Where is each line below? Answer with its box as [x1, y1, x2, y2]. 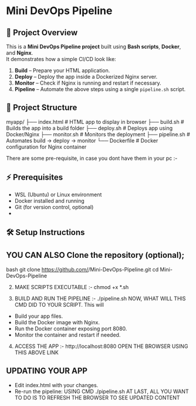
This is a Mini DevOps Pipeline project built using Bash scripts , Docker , [6, 43, 181, 50]
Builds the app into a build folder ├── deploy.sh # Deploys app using [6, 125, 173, 132]
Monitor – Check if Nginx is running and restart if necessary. [14, 79, 161, 86]
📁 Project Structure [6, 103, 77, 113]
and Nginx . [6, 49, 33, 56]
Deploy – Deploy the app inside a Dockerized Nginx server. [14, 73, 158, 80]
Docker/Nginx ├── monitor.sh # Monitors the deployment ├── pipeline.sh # [6, 130, 191, 137]
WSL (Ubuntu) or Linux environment [14, 191, 102, 198]
